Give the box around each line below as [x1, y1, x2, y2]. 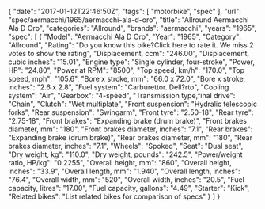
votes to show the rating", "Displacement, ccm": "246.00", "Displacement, [8, 49, 250, 58]
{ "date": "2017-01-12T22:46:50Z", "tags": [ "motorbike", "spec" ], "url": [8, 7, 241, 16]
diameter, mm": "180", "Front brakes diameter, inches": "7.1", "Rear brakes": [8, 124, 253, 134]
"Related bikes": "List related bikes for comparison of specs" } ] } [8, 192, 221, 201]
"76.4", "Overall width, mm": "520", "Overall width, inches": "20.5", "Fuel [8, 175, 245, 184]
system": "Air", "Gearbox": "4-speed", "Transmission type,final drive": [8, 91, 236, 100]
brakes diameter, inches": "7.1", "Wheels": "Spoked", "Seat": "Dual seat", [8, 142, 244, 150]
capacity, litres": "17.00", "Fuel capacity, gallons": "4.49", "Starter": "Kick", [8, 184, 250, 192]
